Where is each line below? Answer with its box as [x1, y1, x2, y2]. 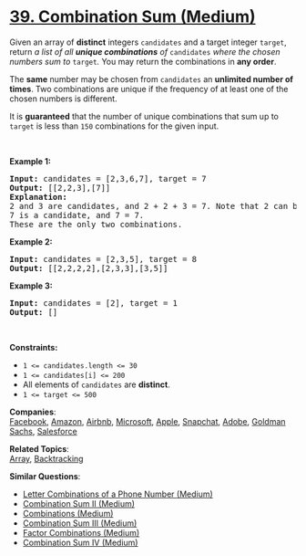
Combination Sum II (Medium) [22, 498, 135, 509]
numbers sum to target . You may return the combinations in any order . [9, 56, 277, 67]
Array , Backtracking [9, 453, 84, 464]
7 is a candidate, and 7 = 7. [9, 210, 145, 220]
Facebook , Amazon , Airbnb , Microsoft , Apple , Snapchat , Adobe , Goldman [9, 415, 286, 426]
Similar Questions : [9, 470, 81, 481]
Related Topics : [9, 443, 70, 454]
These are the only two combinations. [9, 219, 183, 229]
